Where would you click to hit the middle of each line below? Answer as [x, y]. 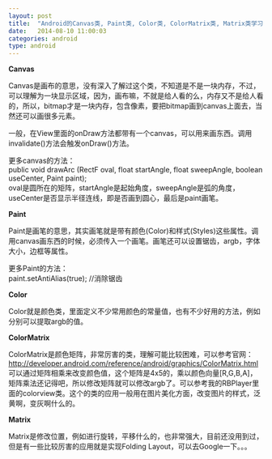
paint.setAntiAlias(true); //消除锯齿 [66, 278]
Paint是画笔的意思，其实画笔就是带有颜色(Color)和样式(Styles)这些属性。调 [134, 231]
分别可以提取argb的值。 [48, 321]
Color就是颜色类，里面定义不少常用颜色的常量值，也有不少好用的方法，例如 [134, 312]
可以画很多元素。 [51, 116]
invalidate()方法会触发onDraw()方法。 [71, 143]
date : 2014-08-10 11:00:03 [57, 31]
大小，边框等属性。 [40, 251]
